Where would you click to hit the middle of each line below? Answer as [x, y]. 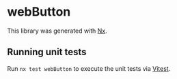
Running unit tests [47, 52]
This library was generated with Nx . [57, 31]
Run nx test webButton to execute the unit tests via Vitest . [89, 68]
